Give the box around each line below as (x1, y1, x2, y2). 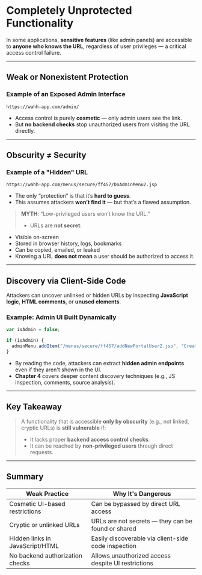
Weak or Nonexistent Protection (6, 72, 129, 82)
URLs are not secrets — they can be (91, 517, 193, 525)
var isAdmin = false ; (6, 327, 61, 333)
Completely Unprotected (6, 4, 132, 17)
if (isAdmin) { (6, 338, 44, 344)
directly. (14, 127, 35, 134)
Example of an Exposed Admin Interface (6, 90, 126, 99)
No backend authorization (9, 551, 83, 559)
